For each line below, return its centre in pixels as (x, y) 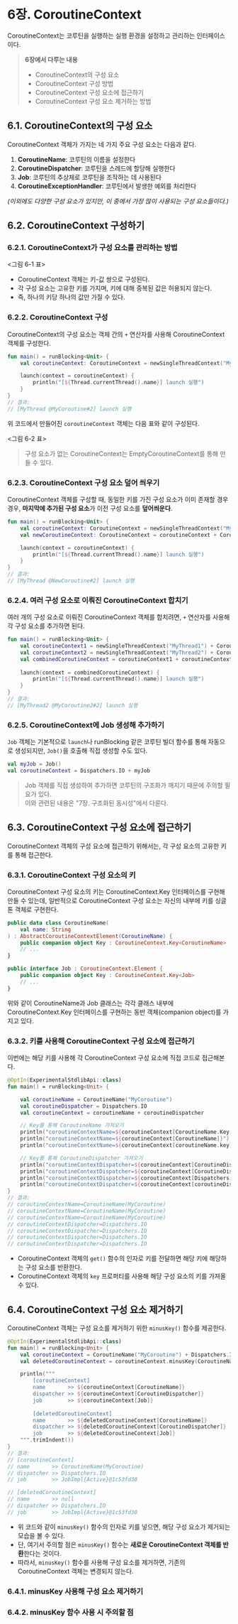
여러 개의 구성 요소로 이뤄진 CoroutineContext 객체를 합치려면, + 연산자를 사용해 (119, 617)
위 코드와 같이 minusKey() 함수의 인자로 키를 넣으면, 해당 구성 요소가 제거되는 (124, 1527)
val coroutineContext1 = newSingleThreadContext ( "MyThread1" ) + (117, 646)
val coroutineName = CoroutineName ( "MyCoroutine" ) (96, 1099)
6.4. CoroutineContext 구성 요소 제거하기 (95, 1310)
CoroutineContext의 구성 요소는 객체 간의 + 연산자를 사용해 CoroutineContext (116, 334)
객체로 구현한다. (36, 909)
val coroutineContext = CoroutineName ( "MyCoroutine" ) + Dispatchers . (125, 1355)
